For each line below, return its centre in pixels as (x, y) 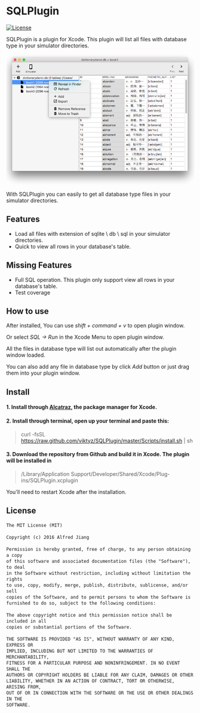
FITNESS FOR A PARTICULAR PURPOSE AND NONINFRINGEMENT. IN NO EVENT (93, 663)
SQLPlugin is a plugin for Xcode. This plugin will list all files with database (96, 39)
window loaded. (26, 355)
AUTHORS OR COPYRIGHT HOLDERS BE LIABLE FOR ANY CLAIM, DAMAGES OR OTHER (100, 675)
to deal (16, 567)
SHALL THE (19, 669)
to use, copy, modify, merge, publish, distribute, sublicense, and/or (97, 585)
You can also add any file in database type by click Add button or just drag (98, 367)
